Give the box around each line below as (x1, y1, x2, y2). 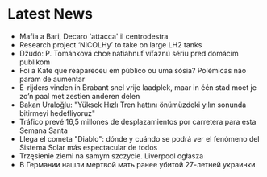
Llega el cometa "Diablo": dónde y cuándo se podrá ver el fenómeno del (19, 134, 260, 143)
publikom (19, 57, 51, 67)
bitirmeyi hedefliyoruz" (19, 108, 96, 117)
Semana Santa (19, 126, 68, 135)
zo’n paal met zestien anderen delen (19, 91, 140, 101)
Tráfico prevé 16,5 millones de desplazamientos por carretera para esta (19, 117, 257, 126)
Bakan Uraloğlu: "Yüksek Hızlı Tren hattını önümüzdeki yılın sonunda (19, 100, 247, 109)
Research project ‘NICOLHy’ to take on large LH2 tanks (19, 39, 202, 49)
